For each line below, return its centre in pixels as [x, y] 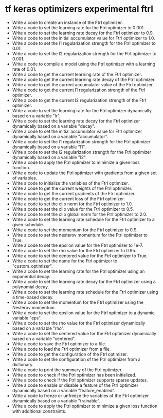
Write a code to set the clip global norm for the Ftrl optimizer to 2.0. [80, 214]
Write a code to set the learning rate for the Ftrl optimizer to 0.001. [78, 27]
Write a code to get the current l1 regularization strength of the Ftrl [79, 90]
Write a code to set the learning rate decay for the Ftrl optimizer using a [84, 281]
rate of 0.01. [24, 69]
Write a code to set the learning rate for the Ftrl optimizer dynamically [82, 110]
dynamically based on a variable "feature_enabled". [64, 390]
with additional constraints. [39, 411]
